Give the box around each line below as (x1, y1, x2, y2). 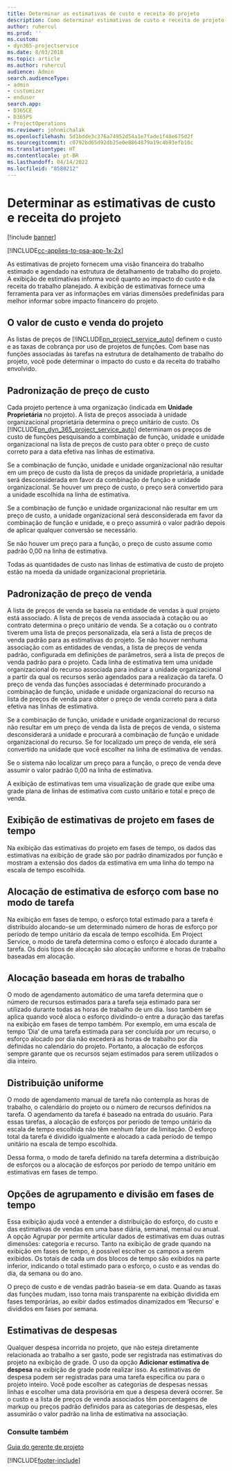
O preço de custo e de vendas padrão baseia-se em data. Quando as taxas (7, 1283, 222, 1291)
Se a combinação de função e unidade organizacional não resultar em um (7, 504, 218, 513)
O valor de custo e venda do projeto (7, 317, 164, 329)
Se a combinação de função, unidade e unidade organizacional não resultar (7, 461, 224, 469)
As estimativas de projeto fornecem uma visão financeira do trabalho (7, 260, 204, 268)
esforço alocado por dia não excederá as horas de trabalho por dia (7, 1035, 198, 1043)
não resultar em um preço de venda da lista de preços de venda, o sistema (7, 723, 221, 731)
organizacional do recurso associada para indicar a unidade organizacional (7, 665, 222, 674)
